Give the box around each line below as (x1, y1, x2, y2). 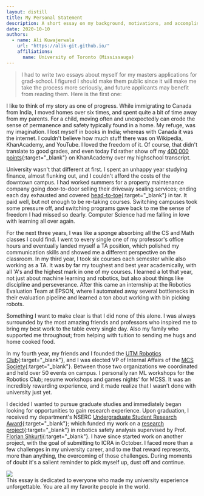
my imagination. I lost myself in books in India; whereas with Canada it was (6, 128, 194, 135)
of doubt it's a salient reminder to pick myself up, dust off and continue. (6, 458, 186, 466)
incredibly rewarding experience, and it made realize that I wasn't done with (6, 382, 196, 389)
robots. (6, 300, 24, 307)
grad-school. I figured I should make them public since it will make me (21, 77, 197, 85)
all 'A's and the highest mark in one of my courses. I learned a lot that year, (6, 268, 193, 275)
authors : (6, 32, 29, 38)
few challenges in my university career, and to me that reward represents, (6, 445, 191, 453)
